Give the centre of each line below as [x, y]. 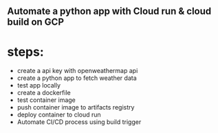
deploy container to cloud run [59, 115]
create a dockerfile [44, 93]
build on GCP [35, 22]
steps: [26, 52]
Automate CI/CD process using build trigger [79, 122]
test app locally [39, 85]
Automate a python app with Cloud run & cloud [109, 11]
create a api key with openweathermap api [77, 71]
